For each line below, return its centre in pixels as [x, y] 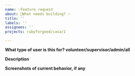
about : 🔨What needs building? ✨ [38, 14]
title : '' [15, 18]
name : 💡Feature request [29, 9]
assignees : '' [19, 27]
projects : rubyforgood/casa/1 [36, 32]
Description [17, 59]
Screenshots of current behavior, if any [45, 68]
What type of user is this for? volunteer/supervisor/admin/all [67, 50]
